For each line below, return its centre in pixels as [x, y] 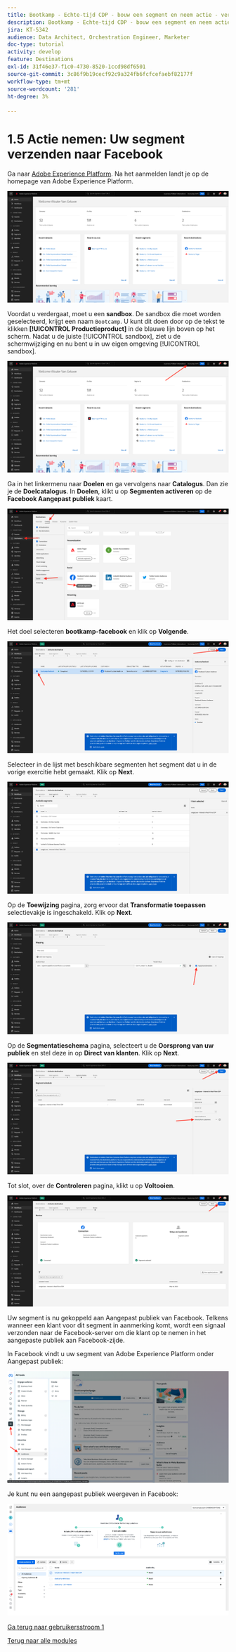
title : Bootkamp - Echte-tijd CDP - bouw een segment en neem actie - [113, 15]
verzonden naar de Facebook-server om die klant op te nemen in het [107, 1333]
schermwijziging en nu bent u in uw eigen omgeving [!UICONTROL [104, 344]
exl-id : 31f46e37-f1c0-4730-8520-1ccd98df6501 [77, 67]
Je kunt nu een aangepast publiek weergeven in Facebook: [93, 1494]
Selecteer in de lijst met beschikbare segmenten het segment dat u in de [112, 765]
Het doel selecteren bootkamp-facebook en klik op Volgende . [98, 632]
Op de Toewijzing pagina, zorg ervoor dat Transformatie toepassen [106, 905]
